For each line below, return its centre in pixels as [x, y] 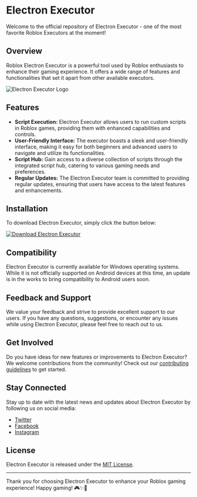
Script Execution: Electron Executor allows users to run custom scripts [100, 121]
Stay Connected [36, 388]
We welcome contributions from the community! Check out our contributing [97, 363]
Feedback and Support [49, 298]
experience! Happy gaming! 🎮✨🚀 [47, 488]
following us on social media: [41, 408]
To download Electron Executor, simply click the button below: [81, 223]
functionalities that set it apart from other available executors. [80, 77]
